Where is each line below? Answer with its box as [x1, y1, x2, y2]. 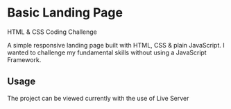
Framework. [7, 55, 42, 63]
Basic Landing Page [7, 5, 123, 21]
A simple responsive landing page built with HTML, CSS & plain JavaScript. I [7, 41, 225, 49]
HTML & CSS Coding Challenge [7, 28, 97, 36]
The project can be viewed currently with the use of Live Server [7, 94, 189, 102]
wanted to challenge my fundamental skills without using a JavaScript [7, 48, 207, 57]
